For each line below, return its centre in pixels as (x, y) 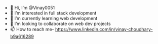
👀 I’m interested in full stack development (53, 13)
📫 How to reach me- (32, 29)
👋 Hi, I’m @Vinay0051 (32, 8)
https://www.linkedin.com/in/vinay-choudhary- (104, 29)
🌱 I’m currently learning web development (54, 18)
